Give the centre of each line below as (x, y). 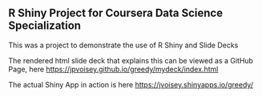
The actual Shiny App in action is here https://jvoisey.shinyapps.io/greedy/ (131, 84)
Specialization (45, 26)
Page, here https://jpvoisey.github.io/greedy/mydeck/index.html (113, 69)
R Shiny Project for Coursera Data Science (115, 13)
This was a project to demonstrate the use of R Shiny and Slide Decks (123, 45)
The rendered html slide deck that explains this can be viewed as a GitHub (131, 60)
